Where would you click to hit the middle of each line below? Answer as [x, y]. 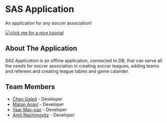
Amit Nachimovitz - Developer [43, 115]
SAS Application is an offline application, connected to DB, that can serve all [84, 60]
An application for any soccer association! [48, 23]
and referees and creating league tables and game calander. [67, 71]
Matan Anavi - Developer [38, 104]
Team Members [30, 87]
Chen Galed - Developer [37, 99]
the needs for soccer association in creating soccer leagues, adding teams [82, 65]
